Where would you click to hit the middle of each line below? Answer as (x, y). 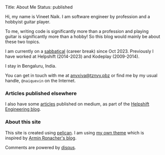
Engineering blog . (23, 109)
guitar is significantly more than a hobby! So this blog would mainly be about (83, 37)
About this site (23, 122)
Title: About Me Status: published (39, 7)
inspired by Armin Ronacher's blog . (41, 138)
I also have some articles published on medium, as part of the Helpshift (77, 104)
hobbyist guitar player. (28, 22)
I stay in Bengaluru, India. (31, 66)
